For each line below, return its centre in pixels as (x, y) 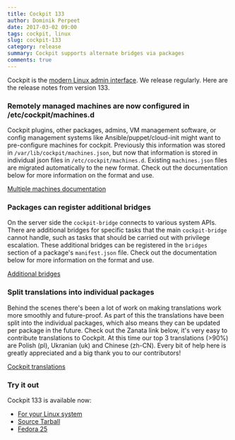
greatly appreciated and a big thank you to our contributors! (94, 353)
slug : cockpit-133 (34, 40)
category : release (34, 47)
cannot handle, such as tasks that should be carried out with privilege (109, 238)
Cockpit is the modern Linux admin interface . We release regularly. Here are (117, 80)
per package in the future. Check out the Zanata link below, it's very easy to (117, 330)
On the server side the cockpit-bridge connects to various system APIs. (112, 223)
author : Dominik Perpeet (44, 21)
